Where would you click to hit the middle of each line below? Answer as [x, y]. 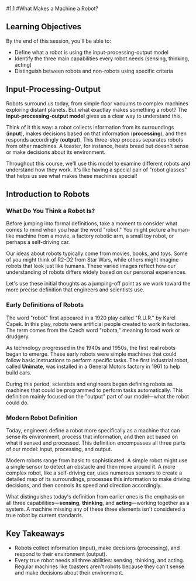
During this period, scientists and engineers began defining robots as [90, 384]
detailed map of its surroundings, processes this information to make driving [98, 479]
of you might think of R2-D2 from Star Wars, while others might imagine [92, 260]
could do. [18, 403]
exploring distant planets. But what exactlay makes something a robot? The [97, 109]
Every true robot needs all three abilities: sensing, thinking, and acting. [99, 560]
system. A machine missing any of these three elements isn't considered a [96, 509]
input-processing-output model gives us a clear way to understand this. [94, 116]
